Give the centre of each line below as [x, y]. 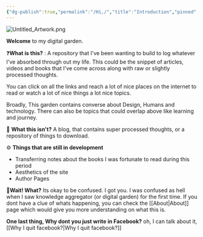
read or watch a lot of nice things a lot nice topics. [69, 93]
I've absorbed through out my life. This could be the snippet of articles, [95, 62]
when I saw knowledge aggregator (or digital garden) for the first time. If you [102, 196]
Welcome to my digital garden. [45, 41]
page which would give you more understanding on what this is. [86, 209]
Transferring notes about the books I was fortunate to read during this [102, 159]
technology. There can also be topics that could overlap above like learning [100, 111]
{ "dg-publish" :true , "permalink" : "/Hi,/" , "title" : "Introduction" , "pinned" [101, 12]
